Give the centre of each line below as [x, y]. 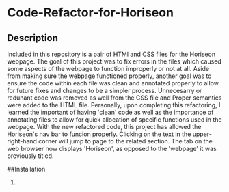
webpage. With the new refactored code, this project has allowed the [104, 127]
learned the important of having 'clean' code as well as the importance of [110, 112]
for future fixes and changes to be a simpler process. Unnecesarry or [105, 91]
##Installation [26, 169]
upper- [202, 134]
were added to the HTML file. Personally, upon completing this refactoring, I [114, 105]
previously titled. [30, 156]
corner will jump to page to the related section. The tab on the [126, 141]
